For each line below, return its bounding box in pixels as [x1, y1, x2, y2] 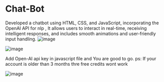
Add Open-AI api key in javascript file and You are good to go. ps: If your [5, 55, 156, 61]
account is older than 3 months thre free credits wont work [5, 61, 128, 67]
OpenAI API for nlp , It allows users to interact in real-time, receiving [5, 25, 147, 31]
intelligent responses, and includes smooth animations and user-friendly [5, 30, 156, 36]
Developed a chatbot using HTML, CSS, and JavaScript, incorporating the [5, 20, 159, 26]
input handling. [5, 36, 36, 42]
